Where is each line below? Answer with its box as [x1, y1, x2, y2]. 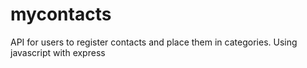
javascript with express [10, 46, 106, 58]
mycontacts [10, 3, 112, 26]
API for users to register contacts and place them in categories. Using [10, 36, 298, 48]
